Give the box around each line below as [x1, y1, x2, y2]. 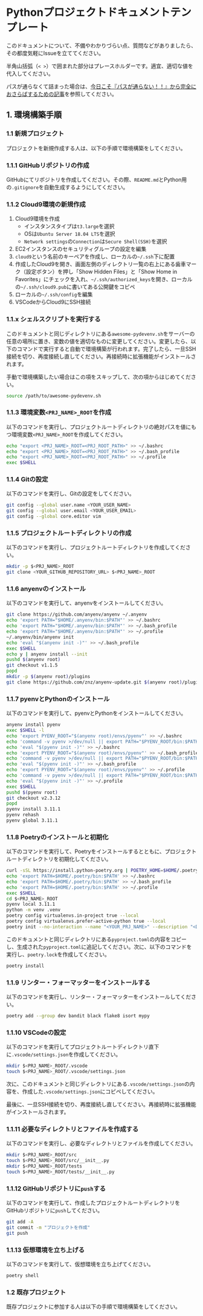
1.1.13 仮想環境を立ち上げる [6, 1246, 85, 1254]
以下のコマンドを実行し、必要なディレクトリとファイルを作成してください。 [6, 1140, 196, 1147]
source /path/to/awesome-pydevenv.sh [6, 393, 101, 399]
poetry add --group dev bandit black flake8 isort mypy [6, 1012, 150, 1019]
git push [6, 1230, 28, 1236]
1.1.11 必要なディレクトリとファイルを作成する [6, 1125, 139, 1133]
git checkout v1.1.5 [6, 662, 59, 668]
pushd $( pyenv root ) [6, 789, 59, 796]
